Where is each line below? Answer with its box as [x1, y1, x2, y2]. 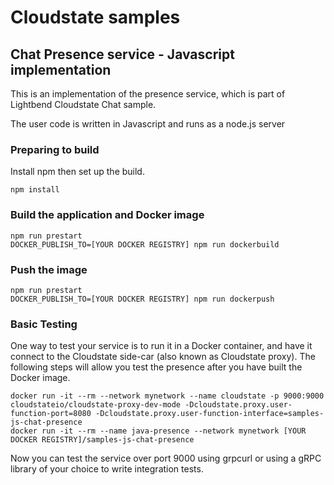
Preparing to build [10, 142, 100, 156]
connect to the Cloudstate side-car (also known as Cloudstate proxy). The [10, 351, 316, 363]
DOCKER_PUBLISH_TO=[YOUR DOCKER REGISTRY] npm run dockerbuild [10, 239, 280, 250]
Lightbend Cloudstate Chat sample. [10, 99, 157, 110]
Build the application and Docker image [10, 208, 205, 222]
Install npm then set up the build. [10, 166, 145, 178]
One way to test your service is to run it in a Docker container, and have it [10, 340, 313, 352]
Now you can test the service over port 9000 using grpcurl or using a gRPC [10, 452, 322, 465]
